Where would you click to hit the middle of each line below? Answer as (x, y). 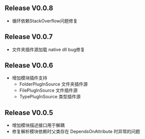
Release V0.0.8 (29, 8)
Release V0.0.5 (29, 112)
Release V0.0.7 (29, 37)
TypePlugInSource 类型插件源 (50, 97)
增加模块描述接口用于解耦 (38, 125)
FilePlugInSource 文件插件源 (48, 90)
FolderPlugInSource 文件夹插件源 (53, 84)
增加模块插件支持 (29, 78)
